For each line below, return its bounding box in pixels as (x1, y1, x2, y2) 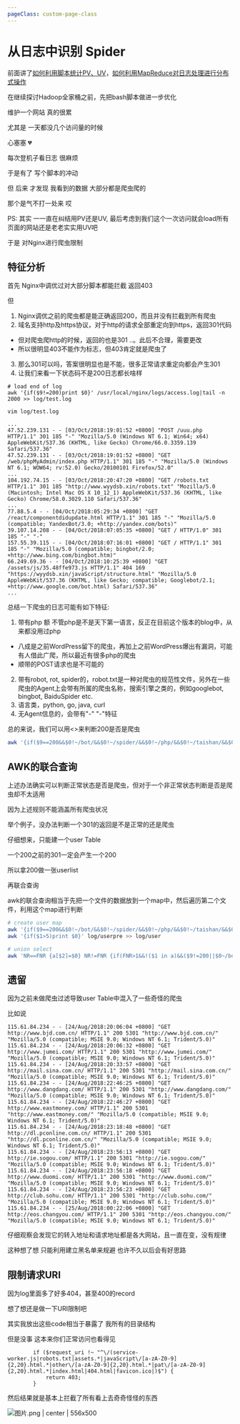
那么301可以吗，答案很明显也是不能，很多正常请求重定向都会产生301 (17, 360, 221, 369)
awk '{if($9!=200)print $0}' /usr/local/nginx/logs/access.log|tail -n (7, 389, 225, 397)
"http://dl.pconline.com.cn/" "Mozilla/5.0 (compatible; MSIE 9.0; (7, 1136, 213, 1143)
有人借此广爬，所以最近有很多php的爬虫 (17, 651, 136, 659)
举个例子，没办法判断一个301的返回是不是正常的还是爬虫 (7, 820, 175, 829)
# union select (7, 945, 53, 952)
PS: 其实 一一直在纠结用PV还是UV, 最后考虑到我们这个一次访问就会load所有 (7, 214, 229, 222)
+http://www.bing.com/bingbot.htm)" (7, 552, 116, 559)
